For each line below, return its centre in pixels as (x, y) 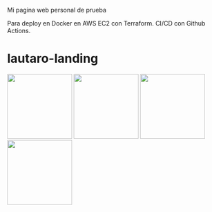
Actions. (19, 31)
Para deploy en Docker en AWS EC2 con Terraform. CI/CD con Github (106, 23)
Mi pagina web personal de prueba (57, 10)
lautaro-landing (53, 59)
